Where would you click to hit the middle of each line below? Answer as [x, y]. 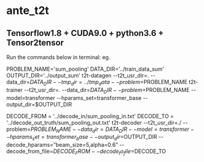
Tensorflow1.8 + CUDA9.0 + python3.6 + [85, 33]
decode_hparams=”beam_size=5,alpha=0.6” [62, 145]
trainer [15, 90]
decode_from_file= [30, 151]
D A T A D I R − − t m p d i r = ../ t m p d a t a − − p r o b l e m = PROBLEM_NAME [108, 83]
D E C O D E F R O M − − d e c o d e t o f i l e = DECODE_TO [109, 152]
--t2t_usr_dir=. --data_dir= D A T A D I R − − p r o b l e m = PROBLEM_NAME [107, 90]
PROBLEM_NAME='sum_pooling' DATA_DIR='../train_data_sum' [85, 69]
